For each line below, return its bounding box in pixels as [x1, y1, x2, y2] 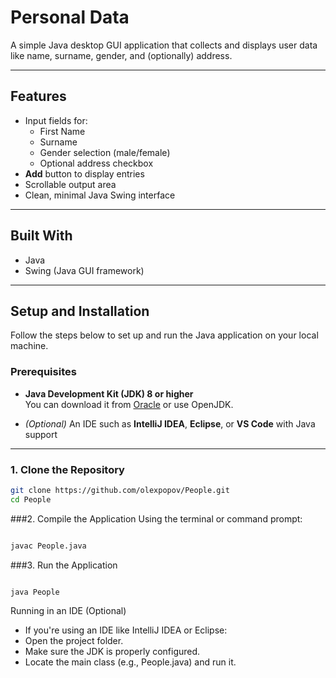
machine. [10, 340, 49, 352]
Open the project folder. [24, 635, 124, 647]
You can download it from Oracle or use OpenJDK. [24, 398, 234, 410]
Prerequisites [10, 365, 77, 379]
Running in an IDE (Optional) [10, 605, 127, 617]
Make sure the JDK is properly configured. [24, 646, 201, 658]
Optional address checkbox [39, 157, 154, 169]
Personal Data [10, 6, 130, 29]
